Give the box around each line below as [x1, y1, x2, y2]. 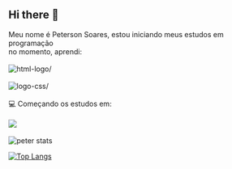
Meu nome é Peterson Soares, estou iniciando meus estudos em [8, 29, 225, 39]
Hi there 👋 [8, 8, 59, 22]
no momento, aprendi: [8, 46, 83, 57]
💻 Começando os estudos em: [8, 99, 112, 108]
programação [8, 38, 54, 48]
